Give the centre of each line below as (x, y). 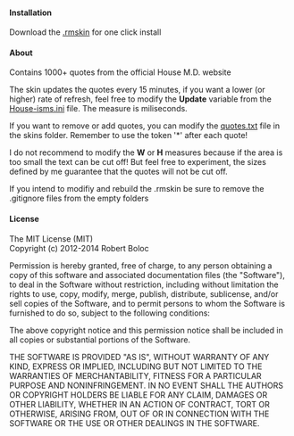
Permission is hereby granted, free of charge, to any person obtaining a (141, 265)
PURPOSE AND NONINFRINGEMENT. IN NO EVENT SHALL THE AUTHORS (147, 385)
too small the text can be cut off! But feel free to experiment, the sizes (138, 162)
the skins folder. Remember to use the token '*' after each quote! (129, 136)
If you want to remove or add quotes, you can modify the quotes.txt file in (145, 126)
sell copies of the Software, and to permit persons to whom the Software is (147, 303)
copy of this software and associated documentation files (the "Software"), (147, 275)
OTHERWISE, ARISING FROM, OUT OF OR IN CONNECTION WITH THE (139, 414)
